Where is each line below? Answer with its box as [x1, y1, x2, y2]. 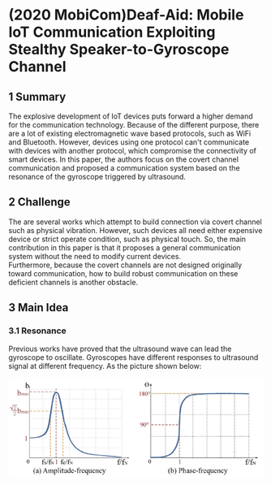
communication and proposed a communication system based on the [8, 163, 241, 172]
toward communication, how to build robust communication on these [8, 268, 239, 278]
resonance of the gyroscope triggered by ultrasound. [8, 172, 187, 181]
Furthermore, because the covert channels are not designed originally [8, 260, 243, 270]
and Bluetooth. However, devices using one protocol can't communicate [8, 137, 250, 147]
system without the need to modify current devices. [8, 251, 181, 261]
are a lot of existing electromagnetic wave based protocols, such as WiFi [8, 128, 252, 138]
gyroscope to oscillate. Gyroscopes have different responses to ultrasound [8, 352, 259, 362]
